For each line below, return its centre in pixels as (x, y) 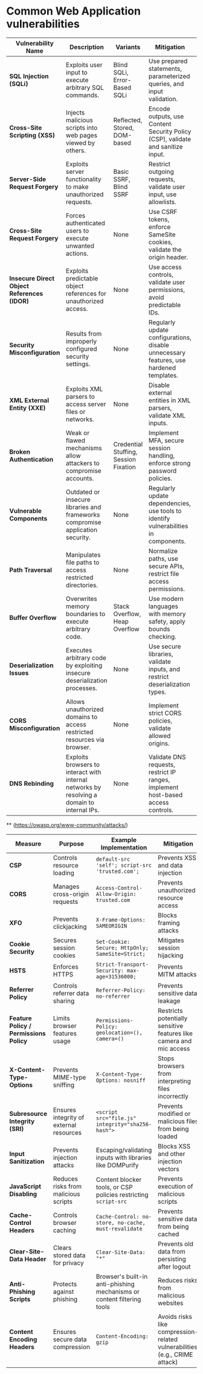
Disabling (23, 1193)
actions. (77, 253)
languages (163, 606)
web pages (82, 135)
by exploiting (84, 665)
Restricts (170, 1011)
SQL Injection (29, 76)
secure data (70, 1339)
